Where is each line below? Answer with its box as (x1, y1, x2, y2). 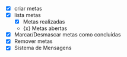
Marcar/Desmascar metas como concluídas (14, 31, 121, 38)
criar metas (14, 5, 42, 12)
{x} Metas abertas (23, 25, 68, 32)
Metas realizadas (23, 18, 65, 25)
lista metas (14, 12, 41, 19)
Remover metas (14, 38, 53, 45)
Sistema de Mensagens (14, 44, 72, 52)
